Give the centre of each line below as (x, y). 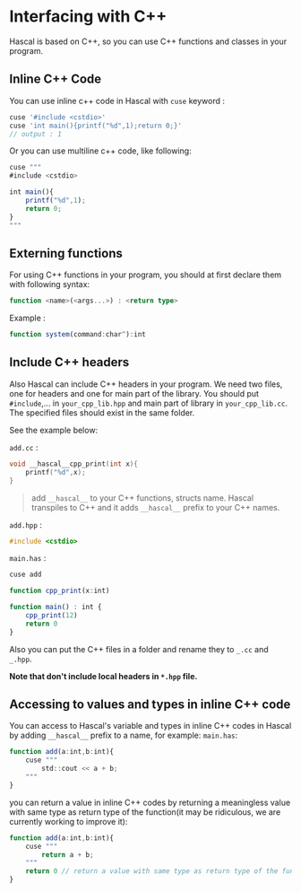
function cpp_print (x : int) (60, 591)
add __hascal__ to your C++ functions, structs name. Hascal (142, 498)
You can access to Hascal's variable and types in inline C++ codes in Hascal (150, 726)
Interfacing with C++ (88, 17)
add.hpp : (26, 525)
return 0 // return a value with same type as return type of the (152, 871)
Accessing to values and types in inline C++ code (150, 705)
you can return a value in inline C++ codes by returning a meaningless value (150, 802)
